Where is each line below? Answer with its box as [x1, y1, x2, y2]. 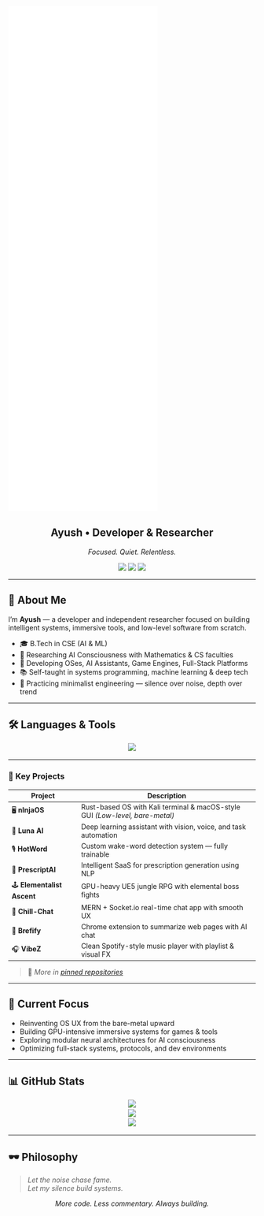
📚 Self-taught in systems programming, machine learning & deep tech [19, 667, 249, 676]
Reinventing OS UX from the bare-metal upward [19, 1018, 175, 1028]
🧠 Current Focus [8, 998, 90, 1011]
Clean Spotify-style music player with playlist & [81, 941, 234, 951]
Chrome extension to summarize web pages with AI [81, 921, 247, 932]
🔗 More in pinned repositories [27, 967, 123, 976]
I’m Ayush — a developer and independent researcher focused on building [8, 614, 250, 624]
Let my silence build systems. [27, 1184, 123, 1193]
